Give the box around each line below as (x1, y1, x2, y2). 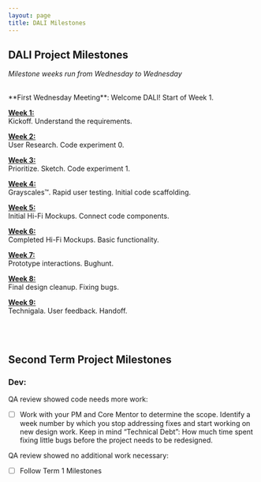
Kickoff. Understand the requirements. (8, 116, 132, 126)
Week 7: (8, 250, 35, 260)
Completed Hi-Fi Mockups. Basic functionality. (8, 235, 159, 245)
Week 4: (8, 179, 37, 189)
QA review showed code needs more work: (8, 394, 148, 404)
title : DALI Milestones (8, 19, 87, 27)
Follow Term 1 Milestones (19, 466, 103, 476)
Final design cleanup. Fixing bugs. (8, 282, 120, 292)
